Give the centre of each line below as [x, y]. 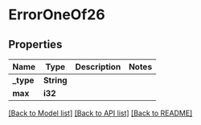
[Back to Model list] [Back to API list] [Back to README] [100, 113]
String [55, 80]
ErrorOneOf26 [57, 15]
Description [98, 67]
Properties [35, 44]
